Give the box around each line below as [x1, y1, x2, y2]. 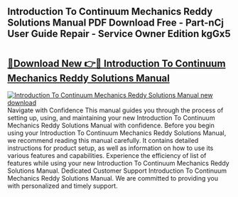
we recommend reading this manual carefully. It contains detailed [7, 137, 199, 144]
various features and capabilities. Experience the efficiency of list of [7, 151, 207, 159]
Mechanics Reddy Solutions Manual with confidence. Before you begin [7, 121, 215, 129]
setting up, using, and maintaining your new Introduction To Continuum [7, 114, 215, 122]
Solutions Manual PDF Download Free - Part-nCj [7, 17, 224, 29]
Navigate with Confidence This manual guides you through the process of [7, 106, 224, 115]
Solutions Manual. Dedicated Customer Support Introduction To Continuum [7, 166, 227, 175]
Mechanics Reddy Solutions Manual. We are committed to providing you [7, 174, 219, 182]
